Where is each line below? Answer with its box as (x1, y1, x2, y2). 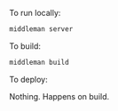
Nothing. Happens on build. (9, 91, 110, 101)
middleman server (9, 25, 74, 34)
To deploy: (9, 74, 48, 84)
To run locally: (9, 8, 61, 18)
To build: (9, 40, 42, 52)
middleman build (9, 58, 69, 67)
